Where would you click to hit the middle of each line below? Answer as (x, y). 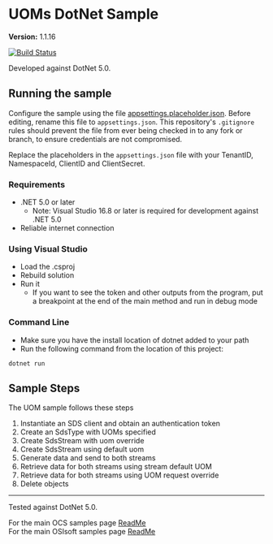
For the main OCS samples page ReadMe (77, 523)
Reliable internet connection (67, 228)
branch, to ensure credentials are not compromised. (95, 139)
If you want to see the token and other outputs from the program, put (148, 292)
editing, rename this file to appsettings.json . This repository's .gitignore (131, 122)
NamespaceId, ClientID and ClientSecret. (77, 163)
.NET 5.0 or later (48, 202)
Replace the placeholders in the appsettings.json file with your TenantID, (131, 154)
